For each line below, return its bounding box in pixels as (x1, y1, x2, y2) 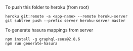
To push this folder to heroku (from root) (5, 4, 90, 10)
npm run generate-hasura (5, 41, 58, 46)
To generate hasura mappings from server (5, 27, 94, 33)
